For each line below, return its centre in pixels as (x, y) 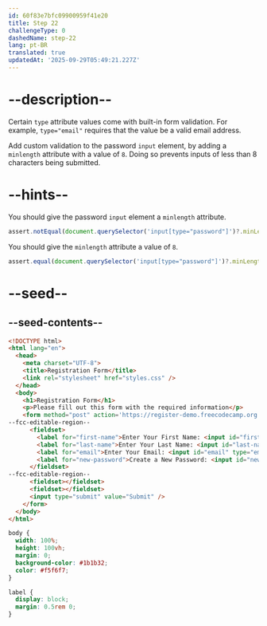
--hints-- (39, 195)
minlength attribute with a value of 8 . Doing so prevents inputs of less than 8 (133, 154)
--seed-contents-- (56, 323)
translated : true (37, 53)
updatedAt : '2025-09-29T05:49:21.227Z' (74, 61)
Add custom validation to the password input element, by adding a (117, 145)
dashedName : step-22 (43, 38)
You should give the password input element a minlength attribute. (117, 217)
